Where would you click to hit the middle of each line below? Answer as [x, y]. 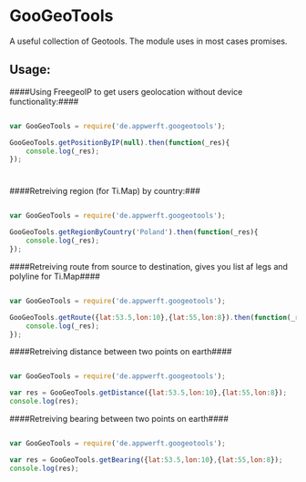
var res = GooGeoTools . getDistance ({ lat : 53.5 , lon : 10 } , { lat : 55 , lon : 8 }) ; [148, 393]
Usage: [31, 70]
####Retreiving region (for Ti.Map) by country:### [105, 191]
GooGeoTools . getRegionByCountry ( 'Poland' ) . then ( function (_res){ [134, 232]
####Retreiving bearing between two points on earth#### [119, 419]
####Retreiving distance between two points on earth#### [121, 352]
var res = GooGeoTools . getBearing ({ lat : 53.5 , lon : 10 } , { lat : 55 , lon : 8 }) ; [146, 460]
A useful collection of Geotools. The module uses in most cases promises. [148, 41]
